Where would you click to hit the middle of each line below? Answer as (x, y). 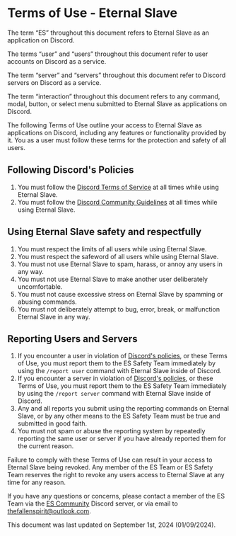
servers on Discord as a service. (54, 82)
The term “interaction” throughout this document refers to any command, (114, 96)
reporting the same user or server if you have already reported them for (122, 439)
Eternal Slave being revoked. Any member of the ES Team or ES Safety (110, 467)
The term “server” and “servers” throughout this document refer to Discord (117, 75)
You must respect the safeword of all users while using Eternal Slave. (118, 256)
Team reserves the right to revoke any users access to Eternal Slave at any (116, 475)
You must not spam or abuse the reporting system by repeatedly (111, 431)
